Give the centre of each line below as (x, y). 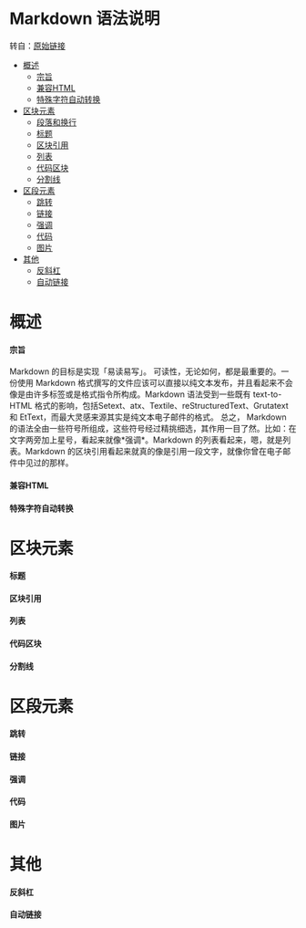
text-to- (267, 394)
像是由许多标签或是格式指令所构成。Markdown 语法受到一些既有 (130, 394)
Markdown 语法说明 (85, 19)
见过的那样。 (49, 463)
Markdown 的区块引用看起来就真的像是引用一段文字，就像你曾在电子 (154, 452)
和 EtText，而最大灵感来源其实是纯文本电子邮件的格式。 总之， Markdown (148, 417)
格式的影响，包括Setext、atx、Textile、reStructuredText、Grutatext (161, 406)
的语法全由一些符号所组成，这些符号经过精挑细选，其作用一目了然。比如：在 (153, 429)
